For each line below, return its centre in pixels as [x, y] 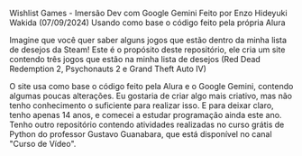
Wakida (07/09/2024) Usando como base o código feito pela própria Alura [147, 23]
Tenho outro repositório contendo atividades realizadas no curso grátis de [147, 124]
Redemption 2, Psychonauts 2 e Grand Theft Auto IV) [108, 69]
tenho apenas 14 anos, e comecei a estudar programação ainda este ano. [146, 115]
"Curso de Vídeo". [43, 144]
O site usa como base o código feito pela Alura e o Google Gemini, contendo [151, 86]
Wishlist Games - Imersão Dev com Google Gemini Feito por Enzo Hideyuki [148, 13]
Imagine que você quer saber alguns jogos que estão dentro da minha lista [148, 40]
